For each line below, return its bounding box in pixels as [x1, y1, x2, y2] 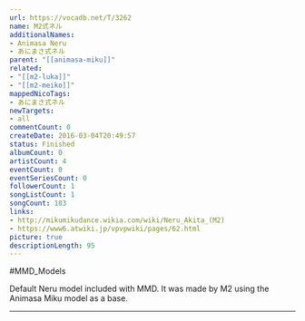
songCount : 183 [9, 199, 67, 209]
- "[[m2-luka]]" [9, 73, 71, 82]
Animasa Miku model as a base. [9, 293, 129, 304]
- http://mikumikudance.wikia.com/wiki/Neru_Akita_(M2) [9, 215, 225, 225]
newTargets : [9, 106, 54, 115]
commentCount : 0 [9, 123, 71, 132]
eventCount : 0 [9, 165, 64, 174]
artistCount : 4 [9, 156, 67, 166]
